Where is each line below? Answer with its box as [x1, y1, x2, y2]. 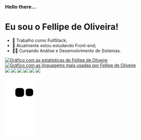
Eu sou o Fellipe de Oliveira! [5, 21, 119, 33]
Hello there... [5, 3, 37, 10]
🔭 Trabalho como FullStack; [12, 37, 68, 43]
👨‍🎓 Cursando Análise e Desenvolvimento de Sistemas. [12, 48, 122, 53]
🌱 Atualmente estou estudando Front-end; [12, 42, 96, 48]
